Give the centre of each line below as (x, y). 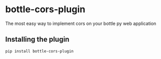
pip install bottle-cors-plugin (39, 51)
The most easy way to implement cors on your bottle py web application (81, 23)
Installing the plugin (37, 39)
